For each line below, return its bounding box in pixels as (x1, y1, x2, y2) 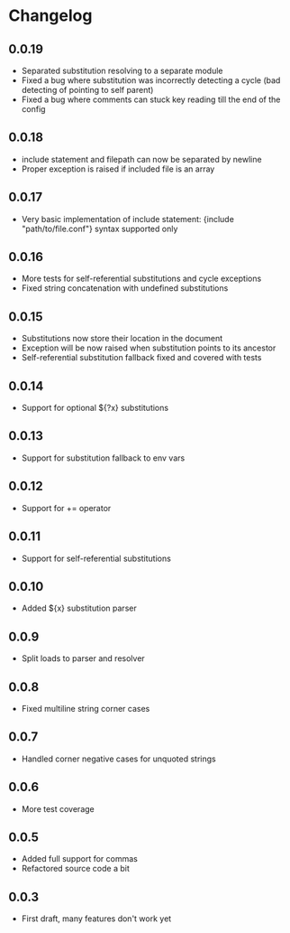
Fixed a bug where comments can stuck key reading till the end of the (21, 94, 281, 105)
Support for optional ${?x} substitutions (21, 403, 168, 414)
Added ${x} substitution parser (21, 602, 137, 614)
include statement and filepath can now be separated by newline (21, 154, 262, 164)
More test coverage (21, 803, 95, 814)
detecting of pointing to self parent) (21, 85, 154, 95)
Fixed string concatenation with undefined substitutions (21, 283, 229, 294)
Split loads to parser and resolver (21, 653, 145, 664)
